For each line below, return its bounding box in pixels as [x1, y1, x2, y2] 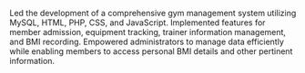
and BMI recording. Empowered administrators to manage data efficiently [9, 36, 285, 47]
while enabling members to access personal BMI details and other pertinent [9, 46, 293, 57]
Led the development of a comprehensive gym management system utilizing [9, 8, 297, 18]
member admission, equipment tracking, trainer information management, [9, 27, 287, 37]
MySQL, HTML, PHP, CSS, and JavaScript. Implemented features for [9, 17, 266, 28]
